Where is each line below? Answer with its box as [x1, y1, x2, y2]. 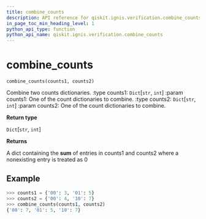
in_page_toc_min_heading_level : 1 [6, 20, 95, 26]
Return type [6, 114, 38, 121]
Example [6, 174, 40, 184]
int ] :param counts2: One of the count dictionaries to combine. [6, 102, 166, 109]
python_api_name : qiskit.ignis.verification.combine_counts [6, 32, 164, 38]
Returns [6, 138, 28, 145]
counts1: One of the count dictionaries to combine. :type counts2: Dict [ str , [6, 95, 196, 103]
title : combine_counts [6, 9, 64, 15]
